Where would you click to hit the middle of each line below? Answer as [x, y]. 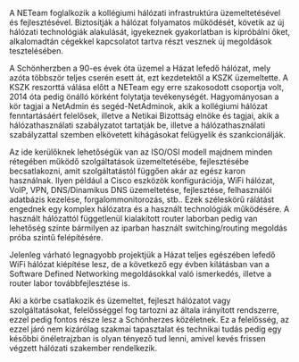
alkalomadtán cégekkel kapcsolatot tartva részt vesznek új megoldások [141, 41]
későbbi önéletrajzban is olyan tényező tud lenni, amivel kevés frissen [137, 338]
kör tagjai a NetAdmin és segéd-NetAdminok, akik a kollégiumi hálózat [138, 106]
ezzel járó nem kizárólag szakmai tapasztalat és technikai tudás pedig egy [145, 329]
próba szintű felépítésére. [56, 237]
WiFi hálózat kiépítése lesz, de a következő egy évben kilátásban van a [140, 264]
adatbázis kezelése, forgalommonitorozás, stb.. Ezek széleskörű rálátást [142, 199]
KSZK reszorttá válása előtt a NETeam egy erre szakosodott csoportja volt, [146, 87]
